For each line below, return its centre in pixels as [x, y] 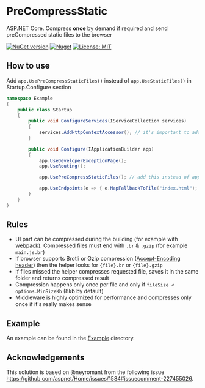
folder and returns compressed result [62, 278]
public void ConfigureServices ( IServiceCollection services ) [108, 121]
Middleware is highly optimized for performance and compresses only [103, 297]
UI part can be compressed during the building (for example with [96, 239]
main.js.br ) [30, 252]
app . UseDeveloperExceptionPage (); [83, 160]
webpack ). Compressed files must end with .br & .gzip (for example [101, 245]
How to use [28, 66]
